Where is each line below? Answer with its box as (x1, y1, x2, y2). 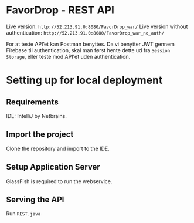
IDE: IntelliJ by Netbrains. (6, 112, 67, 119)
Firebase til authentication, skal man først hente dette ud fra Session (6, 46, 171, 53)
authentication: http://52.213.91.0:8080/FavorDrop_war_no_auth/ (6, 29, 165, 36)
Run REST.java (6, 210, 41, 217)
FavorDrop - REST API (6, 4, 114, 17)
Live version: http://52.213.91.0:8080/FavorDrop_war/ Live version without (6, 23, 188, 30)
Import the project (6, 130, 74, 140)
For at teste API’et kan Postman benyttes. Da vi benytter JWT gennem (6, 40, 175, 48)
